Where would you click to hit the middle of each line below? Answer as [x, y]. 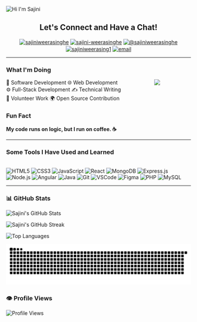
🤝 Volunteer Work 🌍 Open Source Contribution [63, 98]
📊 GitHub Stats [28, 198]
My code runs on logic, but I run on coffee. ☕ [62, 129]
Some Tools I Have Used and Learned [60, 152]
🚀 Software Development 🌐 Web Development [62, 83]
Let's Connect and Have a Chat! [98, 27]
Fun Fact [18, 116]
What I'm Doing [29, 70]
